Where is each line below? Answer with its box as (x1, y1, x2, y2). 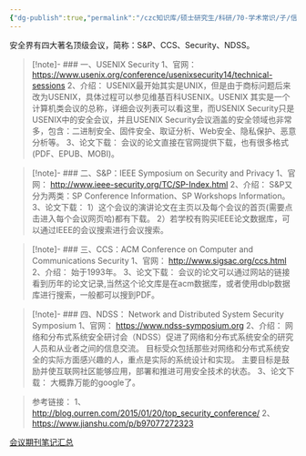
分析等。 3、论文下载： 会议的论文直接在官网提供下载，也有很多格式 (31, 137, 290, 147)
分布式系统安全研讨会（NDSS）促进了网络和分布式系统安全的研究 (47, 331, 294, 342)
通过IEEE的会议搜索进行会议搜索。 (39, 224, 168, 235)
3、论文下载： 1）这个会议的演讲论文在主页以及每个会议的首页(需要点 (31, 201, 293, 212)
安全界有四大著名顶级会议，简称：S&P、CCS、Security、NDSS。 (9, 39, 255, 50)
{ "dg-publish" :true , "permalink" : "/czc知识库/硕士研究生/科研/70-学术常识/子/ (9, 13, 291, 23)
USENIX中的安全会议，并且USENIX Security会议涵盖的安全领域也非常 (31, 114, 293, 125)
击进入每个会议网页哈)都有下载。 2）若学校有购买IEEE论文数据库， (31, 213, 282, 224)
